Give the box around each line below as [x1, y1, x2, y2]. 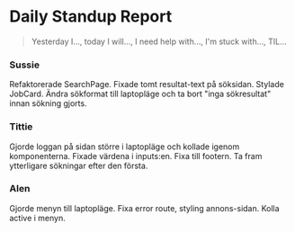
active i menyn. [9, 212, 66, 223]
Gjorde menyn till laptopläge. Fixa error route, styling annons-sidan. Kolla [9, 202, 281, 213]
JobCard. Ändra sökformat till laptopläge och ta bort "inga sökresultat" [9, 88, 272, 100]
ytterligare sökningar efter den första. [9, 160, 148, 171]
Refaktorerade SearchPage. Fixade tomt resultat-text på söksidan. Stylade [9, 79, 285, 90]
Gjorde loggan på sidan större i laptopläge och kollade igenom [9, 141, 240, 152]
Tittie [9, 120, 33, 133]
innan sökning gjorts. [9, 98, 87, 109]
